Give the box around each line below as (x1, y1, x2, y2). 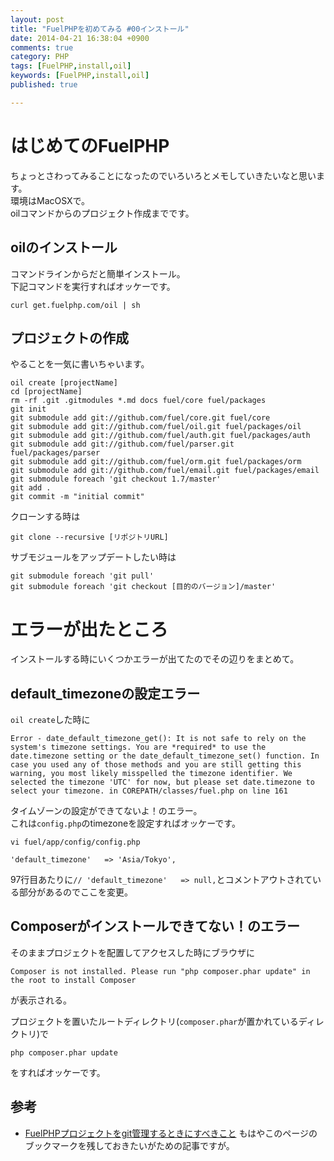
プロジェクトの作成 (10, 329, 129, 346)
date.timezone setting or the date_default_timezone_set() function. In (10, 751, 320, 761)
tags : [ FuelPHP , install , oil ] (10, 61, 132, 71)
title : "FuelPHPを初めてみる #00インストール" (10, 24, 190, 34)
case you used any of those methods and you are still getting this (10, 760, 302, 770)
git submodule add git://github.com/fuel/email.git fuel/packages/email (10, 466, 320, 476)
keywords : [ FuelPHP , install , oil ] (10, 71, 150, 81)
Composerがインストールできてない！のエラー (10, 918, 301, 935)
